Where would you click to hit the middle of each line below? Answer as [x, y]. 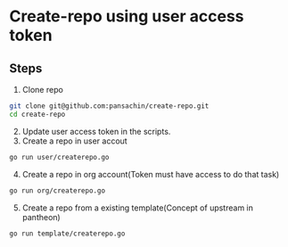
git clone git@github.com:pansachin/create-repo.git [109, 106]
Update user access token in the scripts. [96, 131]
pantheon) [41, 217]
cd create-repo [37, 114]
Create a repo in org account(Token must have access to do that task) [151, 174]
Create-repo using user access [127, 16]
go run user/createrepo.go [59, 157]
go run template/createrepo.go [67, 234]
